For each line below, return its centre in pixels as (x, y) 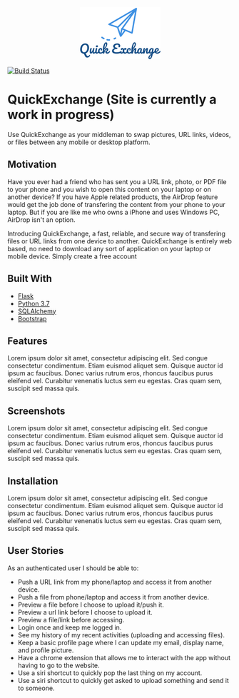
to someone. (36, 688)
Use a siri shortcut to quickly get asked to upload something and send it (123, 680)
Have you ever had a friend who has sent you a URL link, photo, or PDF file (117, 181)
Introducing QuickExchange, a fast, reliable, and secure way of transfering (117, 233)
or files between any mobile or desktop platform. (79, 142)
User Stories (36, 551)
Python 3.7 (34, 303)
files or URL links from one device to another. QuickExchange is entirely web (119, 241)
